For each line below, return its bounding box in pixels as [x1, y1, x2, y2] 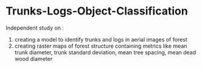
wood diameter [14, 55, 53, 62]
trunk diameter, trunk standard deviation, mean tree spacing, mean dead [14, 48, 197, 56]
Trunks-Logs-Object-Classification [5, 4, 188, 18]
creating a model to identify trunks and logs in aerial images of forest [14, 36, 188, 43]
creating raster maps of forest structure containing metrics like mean [14, 42, 187, 49]
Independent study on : [5, 24, 64, 31]
